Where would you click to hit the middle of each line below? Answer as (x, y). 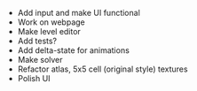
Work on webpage (51, 22)
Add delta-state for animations (74, 50)
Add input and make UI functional (79, 13)
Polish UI (34, 78)
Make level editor (49, 31)
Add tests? (37, 41)
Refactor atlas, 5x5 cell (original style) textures (102, 69)
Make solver (40, 60)
